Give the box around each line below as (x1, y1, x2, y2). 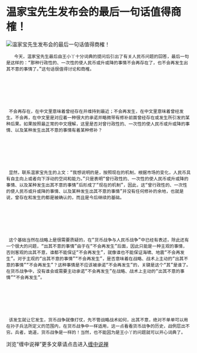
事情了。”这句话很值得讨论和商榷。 (23, 66, 95, 72)
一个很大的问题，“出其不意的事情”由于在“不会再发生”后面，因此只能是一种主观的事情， (6, 243, 188, 249)
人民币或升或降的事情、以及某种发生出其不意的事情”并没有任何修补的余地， (14, 188, 171, 194)
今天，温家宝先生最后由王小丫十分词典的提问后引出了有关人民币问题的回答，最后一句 (14, 54, 189, 60)
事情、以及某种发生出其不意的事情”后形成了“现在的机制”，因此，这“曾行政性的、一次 (6, 182, 183, 188)
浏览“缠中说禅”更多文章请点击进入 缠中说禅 (6, 340, 109, 348)
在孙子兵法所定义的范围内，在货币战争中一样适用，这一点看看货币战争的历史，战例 (6, 323, 177, 329)
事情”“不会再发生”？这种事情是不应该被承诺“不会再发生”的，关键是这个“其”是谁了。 (14, 262, 191, 268)
